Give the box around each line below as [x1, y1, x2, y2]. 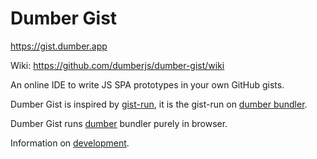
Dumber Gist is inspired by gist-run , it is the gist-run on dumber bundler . [10, 98, 308, 110]
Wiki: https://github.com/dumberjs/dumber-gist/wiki [10, 59, 225, 71]
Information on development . [10, 137, 130, 149]
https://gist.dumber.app [10, 40, 108, 52]
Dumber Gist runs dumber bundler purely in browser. [10, 117, 228, 129]
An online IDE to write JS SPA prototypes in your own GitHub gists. [10, 78, 285, 91]
